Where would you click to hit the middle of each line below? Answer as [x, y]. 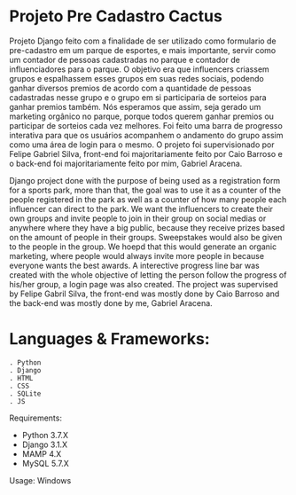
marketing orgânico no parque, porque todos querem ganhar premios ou [142, 116]
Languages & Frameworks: [109, 339]
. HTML [21, 378]
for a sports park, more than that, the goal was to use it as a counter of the [145, 190]
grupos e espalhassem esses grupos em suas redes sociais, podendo [136, 78]
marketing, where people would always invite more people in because [136, 255]
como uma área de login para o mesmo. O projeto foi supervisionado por [142, 145]
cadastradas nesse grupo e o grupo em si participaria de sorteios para [138, 97]
